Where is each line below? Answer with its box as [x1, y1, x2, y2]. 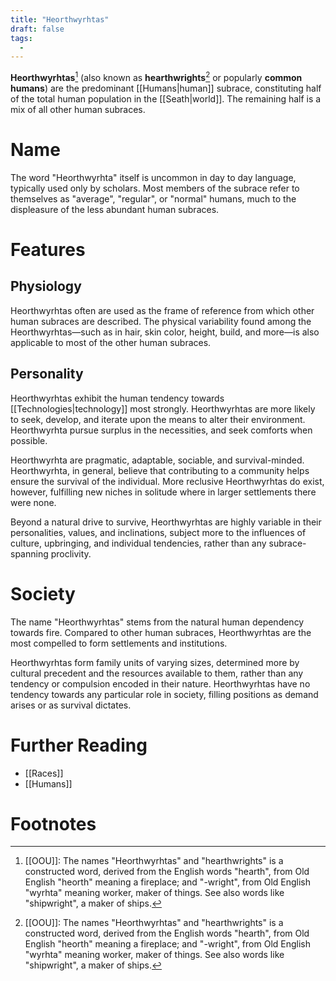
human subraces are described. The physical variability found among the [10, 315, 312, 327]
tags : [10, 33, 33, 43]
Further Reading [10, 734, 148, 756]
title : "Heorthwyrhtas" [10, 14, 110, 25]
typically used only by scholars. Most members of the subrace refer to [10, 182, 300, 194]
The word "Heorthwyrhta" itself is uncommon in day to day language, [10, 171, 297, 183]
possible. [10, 434, 48, 446]
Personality [10, 366, 84, 383]
